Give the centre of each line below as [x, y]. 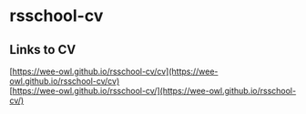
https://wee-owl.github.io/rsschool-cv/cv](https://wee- [115, 71]
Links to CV [43, 50]
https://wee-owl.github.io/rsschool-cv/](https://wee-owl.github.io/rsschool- [154, 91]
